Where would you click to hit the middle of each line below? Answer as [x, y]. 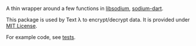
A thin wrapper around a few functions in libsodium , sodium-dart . [85, 8]
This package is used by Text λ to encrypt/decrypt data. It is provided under [98, 20]
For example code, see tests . [41, 37]
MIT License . [22, 26]
